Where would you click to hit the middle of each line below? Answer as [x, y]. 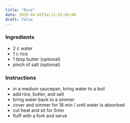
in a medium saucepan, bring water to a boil [59, 88]
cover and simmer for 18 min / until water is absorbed [69, 105]
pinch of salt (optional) [36, 65]
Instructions [21, 78]
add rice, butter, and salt [38, 94]
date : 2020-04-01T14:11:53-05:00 [41, 15]
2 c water [23, 48]
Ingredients [20, 37]
